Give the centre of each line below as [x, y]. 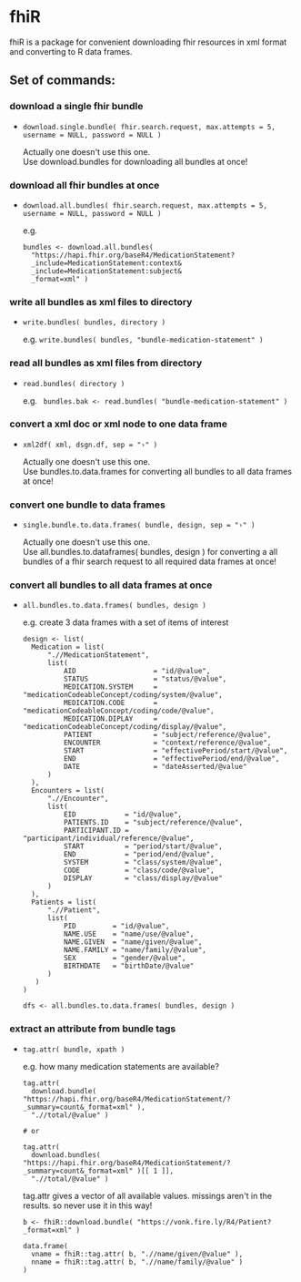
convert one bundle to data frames [87, 505]
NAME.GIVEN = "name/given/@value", [133, 942]
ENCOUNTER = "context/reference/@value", [167, 743]
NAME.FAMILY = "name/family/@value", [135, 950]
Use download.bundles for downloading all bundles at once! [135, 161]
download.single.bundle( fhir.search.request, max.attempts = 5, [149, 127]
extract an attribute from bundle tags [93, 1029]
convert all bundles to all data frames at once [111, 585]
